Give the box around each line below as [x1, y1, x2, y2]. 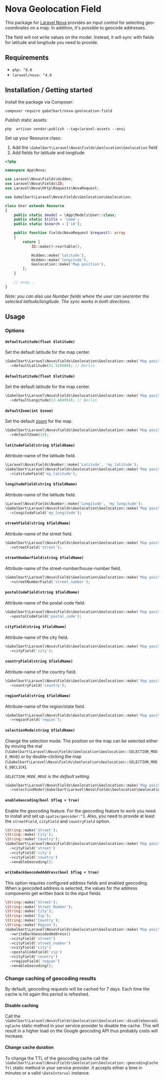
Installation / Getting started [5, 86, 93, 94]
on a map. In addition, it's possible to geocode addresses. [30, 24, 146, 30]
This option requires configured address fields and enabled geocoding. [5, 880, 148, 886]
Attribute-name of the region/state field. [5, 703, 85, 709]
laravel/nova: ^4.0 [12, 72, 52, 78]
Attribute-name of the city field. [5, 634, 68, 640]
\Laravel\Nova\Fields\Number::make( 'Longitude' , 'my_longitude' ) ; [5, 501, 143, 506]
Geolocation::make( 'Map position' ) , [31, 262, 106, 267]
